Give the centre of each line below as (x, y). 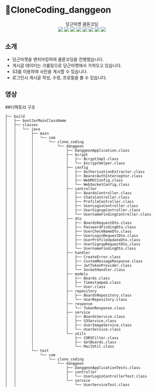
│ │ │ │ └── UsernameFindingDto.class (71, 248)
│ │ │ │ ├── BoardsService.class (65, 317)
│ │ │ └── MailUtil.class (60, 346)
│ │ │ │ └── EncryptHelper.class (65, 163)
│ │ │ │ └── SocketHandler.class (65, 270)
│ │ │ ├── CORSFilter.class (62, 338)
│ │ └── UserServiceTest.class (68, 385)
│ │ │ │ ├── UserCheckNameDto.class (68, 231)
